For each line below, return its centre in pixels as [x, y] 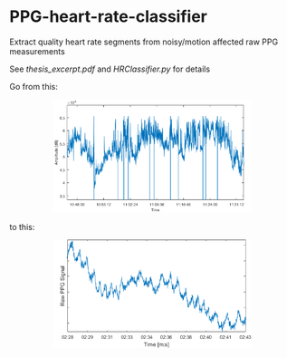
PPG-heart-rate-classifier [109, 17]
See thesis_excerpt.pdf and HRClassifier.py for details [110, 69]
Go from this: [34, 86]
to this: [22, 227]
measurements [37, 51]
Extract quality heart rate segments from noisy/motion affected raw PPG [144, 42]
